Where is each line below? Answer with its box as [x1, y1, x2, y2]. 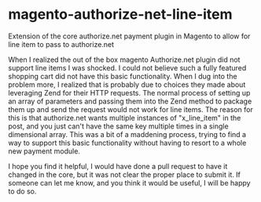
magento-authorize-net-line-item [8, 5, 233, 23]
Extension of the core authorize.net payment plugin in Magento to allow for [8, 31, 251, 41]
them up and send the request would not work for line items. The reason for [8, 104, 253, 114]
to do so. [8, 186, 37, 196]
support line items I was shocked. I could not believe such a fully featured [8, 63, 247, 72]
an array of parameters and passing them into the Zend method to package [8, 96, 252, 106]
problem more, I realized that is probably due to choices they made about [8, 80, 246, 89]
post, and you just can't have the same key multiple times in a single [8, 121, 230, 131]
